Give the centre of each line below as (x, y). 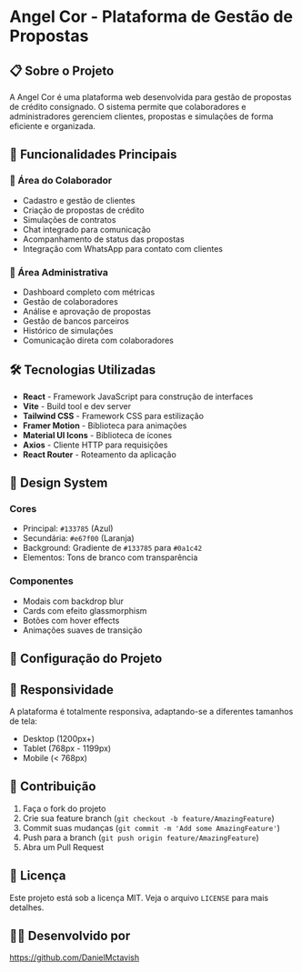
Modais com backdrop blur (73, 601)
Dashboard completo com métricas (89, 292)
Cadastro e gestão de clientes (79, 200)
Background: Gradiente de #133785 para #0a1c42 (112, 548)
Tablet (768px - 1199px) (67, 748)
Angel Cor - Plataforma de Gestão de (151, 17)
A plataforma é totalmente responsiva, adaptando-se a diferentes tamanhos (151, 711)
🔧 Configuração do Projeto (86, 659)
